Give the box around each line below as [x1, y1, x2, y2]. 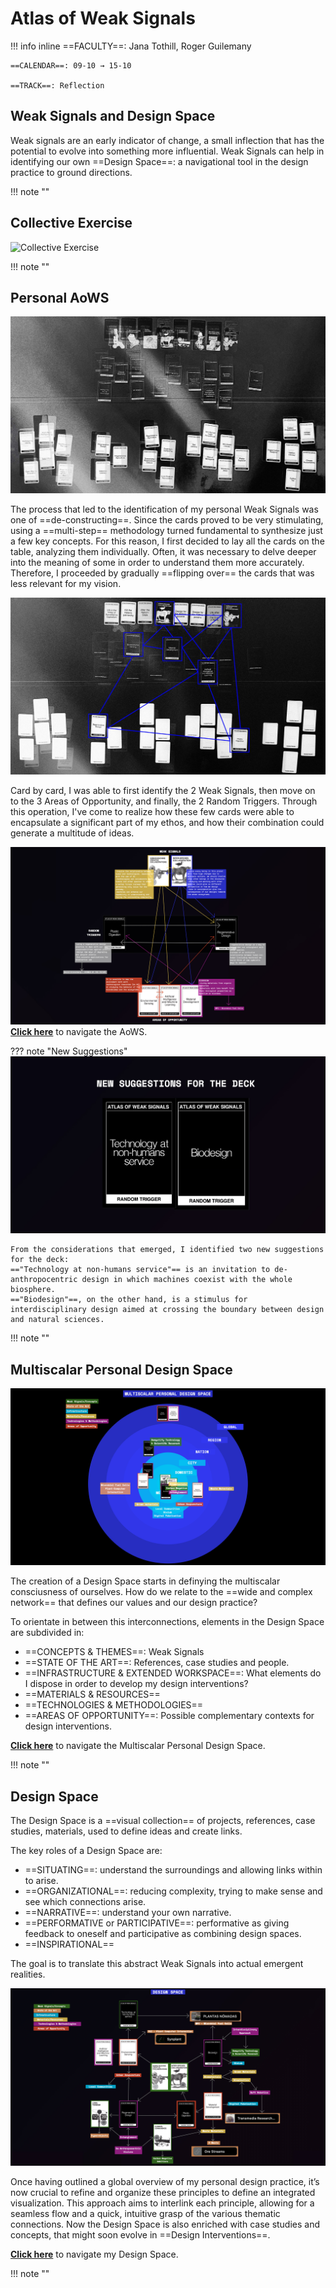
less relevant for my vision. [10, 578, 122, 590]
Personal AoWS [10, 289, 110, 306]
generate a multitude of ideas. [10, 827, 135, 839]
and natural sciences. [10, 1315, 105, 1325]
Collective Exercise [10, 215, 133, 232]
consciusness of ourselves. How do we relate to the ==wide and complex [10, 1586, 313, 1598]
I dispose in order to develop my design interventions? [24, 1678, 249, 1690]
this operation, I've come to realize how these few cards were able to [10, 806, 295, 818]
